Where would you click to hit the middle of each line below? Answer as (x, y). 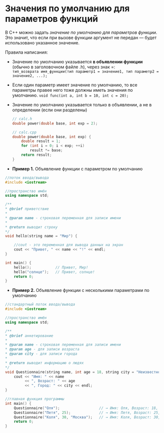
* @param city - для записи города (41, 354)
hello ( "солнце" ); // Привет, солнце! (54, 272)
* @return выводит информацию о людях (44, 363)
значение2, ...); (30, 76)
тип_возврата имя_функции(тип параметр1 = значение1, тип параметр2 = (85, 71)
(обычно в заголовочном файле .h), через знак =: (64, 67)
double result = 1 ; (41, 141)
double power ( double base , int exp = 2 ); (55, 123)
